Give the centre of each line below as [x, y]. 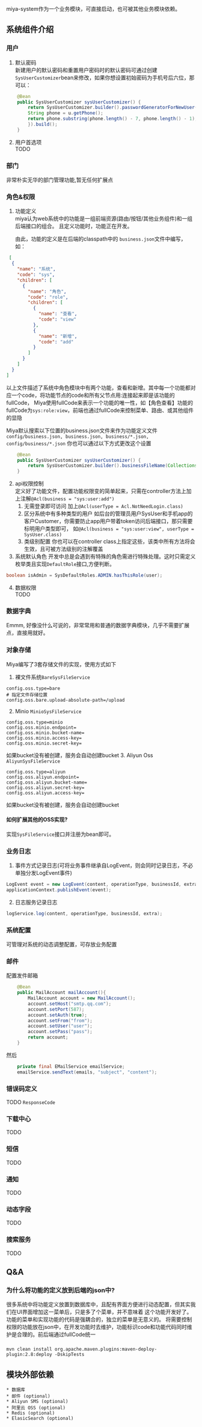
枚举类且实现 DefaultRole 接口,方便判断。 [65, 564]
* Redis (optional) [31, 1413]
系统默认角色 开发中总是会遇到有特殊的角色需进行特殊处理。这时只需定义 [105, 557]
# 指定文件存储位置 [27, 695]
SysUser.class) [43, 535]
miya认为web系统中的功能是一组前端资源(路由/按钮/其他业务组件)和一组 [104, 219]
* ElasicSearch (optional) [40, 1418]
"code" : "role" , [48, 297]
